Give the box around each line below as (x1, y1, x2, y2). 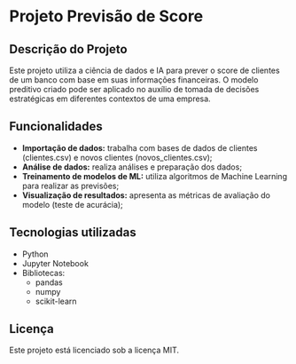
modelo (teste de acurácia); (21, 199, 124, 210)
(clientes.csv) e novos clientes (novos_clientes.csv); (21, 152, 213, 162)
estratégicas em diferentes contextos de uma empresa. (9, 93, 211, 104)
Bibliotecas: (21, 267, 66, 278)
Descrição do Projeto (9, 42, 128, 57)
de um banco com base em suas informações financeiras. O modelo (9, 75, 259, 85)
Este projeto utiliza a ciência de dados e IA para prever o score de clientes (9, 65, 281, 75)
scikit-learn (35, 296, 77, 306)
